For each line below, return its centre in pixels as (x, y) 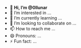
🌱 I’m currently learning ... (36, 18)
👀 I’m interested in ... (30, 13)
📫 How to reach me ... (32, 29)
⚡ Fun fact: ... (23, 41)
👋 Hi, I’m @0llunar (28, 8)
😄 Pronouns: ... (26, 36)
